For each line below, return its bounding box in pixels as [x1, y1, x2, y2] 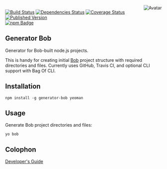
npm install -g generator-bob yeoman [5, 95, 83, 100]
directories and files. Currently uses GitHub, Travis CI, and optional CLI [5, 62, 150, 68]
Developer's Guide [5, 159, 43, 165]
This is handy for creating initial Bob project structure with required [5, 57, 143, 63]
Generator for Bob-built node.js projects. [5, 47, 88, 53]
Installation [5, 82, 41, 91]
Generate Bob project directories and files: [5, 122, 92, 128]
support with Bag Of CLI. [5, 67, 56, 74]
